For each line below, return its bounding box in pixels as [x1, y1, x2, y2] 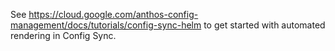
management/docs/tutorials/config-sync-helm [10, 19, 202, 31]
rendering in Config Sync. [10, 30, 117, 41]
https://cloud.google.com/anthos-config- [28, 9, 199, 20]
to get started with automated [203, 19, 326, 31]
